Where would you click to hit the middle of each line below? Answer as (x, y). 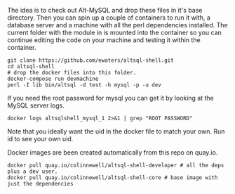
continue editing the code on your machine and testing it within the (104, 40)
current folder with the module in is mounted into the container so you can (115, 32)
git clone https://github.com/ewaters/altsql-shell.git (90, 60)
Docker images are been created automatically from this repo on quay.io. (113, 153)
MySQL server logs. (36, 105)
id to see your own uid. (40, 139)
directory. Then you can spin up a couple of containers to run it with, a (109, 18)
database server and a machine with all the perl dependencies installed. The (117, 25)
